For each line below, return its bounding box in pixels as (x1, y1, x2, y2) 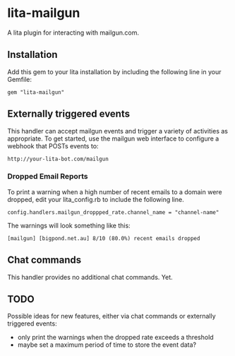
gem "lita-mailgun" (7, 88, 65, 96)
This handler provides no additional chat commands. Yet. (7, 273, 173, 281)
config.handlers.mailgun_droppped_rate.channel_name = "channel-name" (7, 208, 219, 216)
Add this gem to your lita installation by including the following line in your (7, 67, 222, 76)
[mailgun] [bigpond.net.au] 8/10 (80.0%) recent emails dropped (7, 235, 200, 242)
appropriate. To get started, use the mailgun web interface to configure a (7, 134, 219, 143)
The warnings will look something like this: (7, 221, 131, 230)
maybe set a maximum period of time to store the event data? (17, 340, 197, 349)
